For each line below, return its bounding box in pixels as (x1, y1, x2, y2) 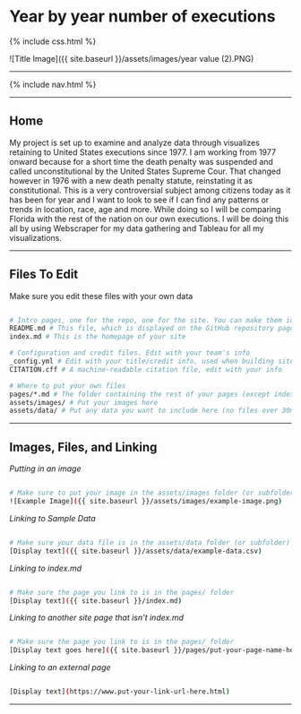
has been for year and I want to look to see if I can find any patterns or (9, 194, 270, 205)
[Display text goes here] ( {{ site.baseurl (9, 646, 170, 655)
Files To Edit (9, 267, 79, 282)
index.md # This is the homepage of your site (9, 332, 186, 341)
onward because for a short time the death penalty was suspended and (9, 156, 273, 167)
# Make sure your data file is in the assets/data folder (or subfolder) (9, 538, 291, 547)
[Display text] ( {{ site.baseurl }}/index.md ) (9, 596, 182, 606)
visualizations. (9, 232, 63, 243)
